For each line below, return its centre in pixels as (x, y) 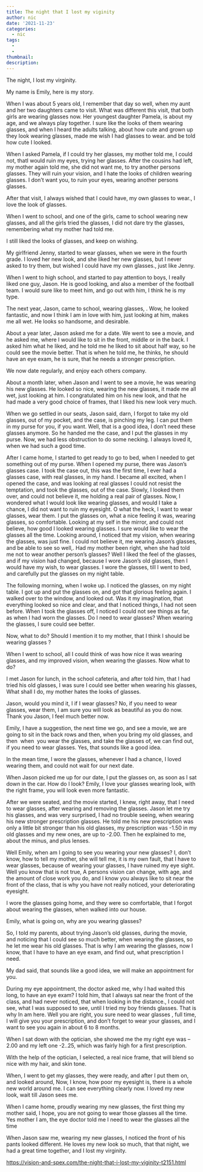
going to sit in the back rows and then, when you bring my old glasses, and (100, 734)
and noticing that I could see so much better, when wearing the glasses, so (100, 939)
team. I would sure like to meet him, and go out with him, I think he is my (96, 290)
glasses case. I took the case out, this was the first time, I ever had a (92, 470)
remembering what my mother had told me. (60, 229)
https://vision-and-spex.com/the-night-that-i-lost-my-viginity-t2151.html (96, 1162)
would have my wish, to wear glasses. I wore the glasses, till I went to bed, (99, 567)
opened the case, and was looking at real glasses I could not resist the (94, 483)
